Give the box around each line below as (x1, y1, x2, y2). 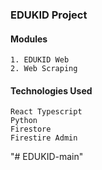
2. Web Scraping (10, 64, 78, 74)
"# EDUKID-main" (10, 151, 84, 163)
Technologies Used (10, 84, 93, 97)
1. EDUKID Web (10, 55, 70, 65)
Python (10, 116, 38, 126)
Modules (10, 33, 48, 45)
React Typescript (10, 107, 83, 117)
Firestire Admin (10, 133, 78, 143)
